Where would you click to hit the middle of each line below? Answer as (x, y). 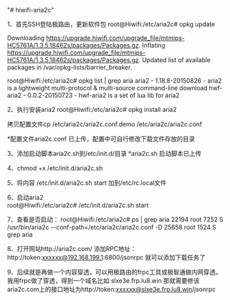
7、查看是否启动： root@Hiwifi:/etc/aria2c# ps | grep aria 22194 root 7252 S (115, 219)
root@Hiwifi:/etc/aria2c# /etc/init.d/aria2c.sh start (78, 205)
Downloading (26, 38)
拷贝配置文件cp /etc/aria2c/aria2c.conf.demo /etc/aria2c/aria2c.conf (105, 124)
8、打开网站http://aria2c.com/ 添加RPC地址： (72, 249)
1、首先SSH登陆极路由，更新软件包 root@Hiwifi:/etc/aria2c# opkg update (111, 24)
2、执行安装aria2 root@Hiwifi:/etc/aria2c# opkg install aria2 (92, 109)
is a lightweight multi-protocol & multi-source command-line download (107, 88)
